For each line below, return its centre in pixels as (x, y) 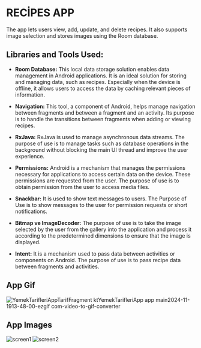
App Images (29, 325)
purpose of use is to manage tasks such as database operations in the (102, 143)
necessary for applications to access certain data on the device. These (103, 174)
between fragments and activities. (57, 266)
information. (30, 94)
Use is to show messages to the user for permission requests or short (101, 205)
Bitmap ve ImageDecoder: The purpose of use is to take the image (98, 223)
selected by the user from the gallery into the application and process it (103, 229)
